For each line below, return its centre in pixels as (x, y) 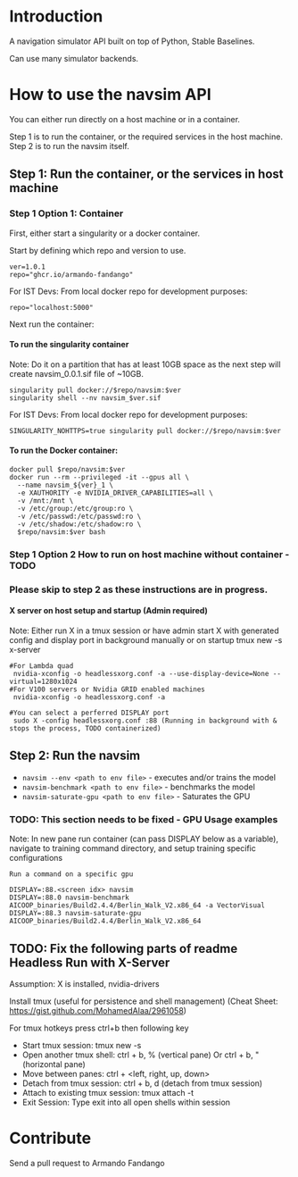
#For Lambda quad (41, 666)
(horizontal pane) (54, 1064)
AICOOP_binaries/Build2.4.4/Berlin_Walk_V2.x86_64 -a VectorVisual (137, 906)
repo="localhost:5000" (51, 307)
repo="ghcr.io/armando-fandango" (71, 274)
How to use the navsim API (110, 95)
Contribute (50, 1138)
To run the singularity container (69, 345)
